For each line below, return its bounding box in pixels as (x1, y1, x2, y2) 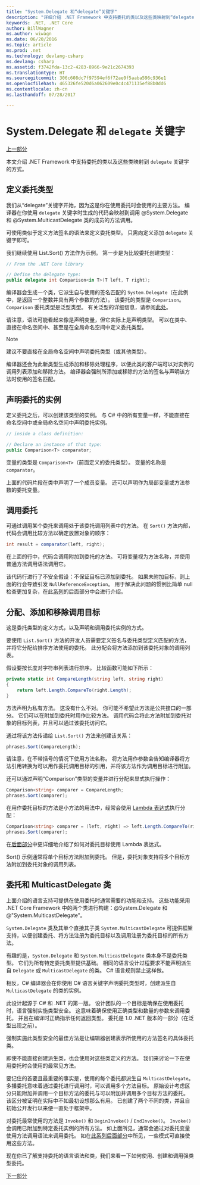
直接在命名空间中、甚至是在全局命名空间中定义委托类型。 (6, 324, 147, 331)
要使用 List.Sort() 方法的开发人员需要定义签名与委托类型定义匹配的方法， (6, 637, 190, 644)
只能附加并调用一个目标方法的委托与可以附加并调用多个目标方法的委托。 (11, 1089, 189, 1096)
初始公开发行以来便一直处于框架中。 (6, 1104, 95, 1111)
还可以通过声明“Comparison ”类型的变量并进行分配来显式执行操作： (6, 775, 171, 782)
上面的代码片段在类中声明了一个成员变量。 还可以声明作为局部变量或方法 (6, 479, 185, 486)
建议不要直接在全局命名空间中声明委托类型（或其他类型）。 (6, 348, 150, 355)
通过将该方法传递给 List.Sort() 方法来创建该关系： (6, 732, 133, 739)
